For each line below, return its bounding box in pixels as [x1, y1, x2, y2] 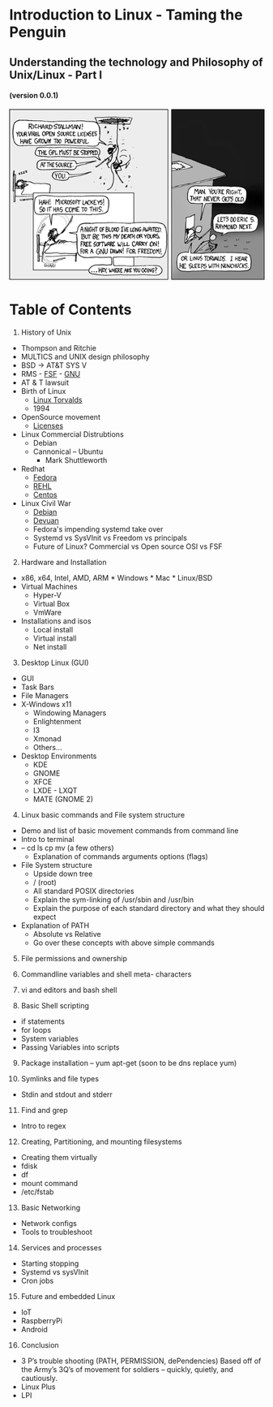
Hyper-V [32, 590, 62, 600]
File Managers [20, 690, 69, 700]
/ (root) [32, 877, 58, 887]
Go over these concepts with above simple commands [32, 938, 215, 947]
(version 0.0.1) [9, 91, 59, 101]
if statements [20, 1016, 66, 1026]
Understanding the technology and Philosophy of [9, 55, 263, 69]
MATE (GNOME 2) [32, 794, 94, 804]
